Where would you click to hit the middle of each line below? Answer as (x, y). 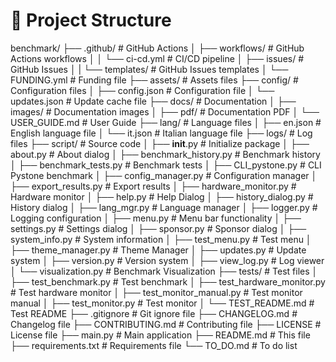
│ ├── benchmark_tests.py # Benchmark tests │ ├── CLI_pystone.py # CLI (166, 165)
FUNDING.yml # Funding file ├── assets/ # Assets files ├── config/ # (154, 80)
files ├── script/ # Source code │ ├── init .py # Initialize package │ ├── (160, 143)
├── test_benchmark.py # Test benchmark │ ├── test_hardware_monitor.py (168, 281)
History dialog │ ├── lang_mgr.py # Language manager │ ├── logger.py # (164, 207)
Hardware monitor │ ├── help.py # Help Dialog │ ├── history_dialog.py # (162, 196)
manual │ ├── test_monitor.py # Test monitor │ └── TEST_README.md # (162, 303)
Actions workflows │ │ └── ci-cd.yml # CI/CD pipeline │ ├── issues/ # (157, 58)
